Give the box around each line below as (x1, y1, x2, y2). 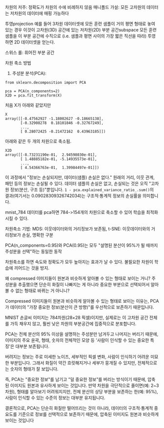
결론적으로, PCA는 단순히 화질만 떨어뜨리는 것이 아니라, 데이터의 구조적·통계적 (5, 405, 153, 411)
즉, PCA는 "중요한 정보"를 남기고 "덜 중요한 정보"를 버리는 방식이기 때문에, (5, 377, 146, 382)
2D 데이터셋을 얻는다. (14, 39, 55, 45)
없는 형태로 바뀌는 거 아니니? (15, 288, 70, 293)
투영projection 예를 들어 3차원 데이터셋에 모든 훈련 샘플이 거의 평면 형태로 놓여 (5, 21, 155, 26)
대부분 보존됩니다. (15, 343, 50, 349)
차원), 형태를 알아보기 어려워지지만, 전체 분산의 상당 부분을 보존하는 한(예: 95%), (5, 389, 158, 394)
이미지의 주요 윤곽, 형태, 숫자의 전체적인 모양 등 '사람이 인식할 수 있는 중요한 (5, 337, 149, 343)
